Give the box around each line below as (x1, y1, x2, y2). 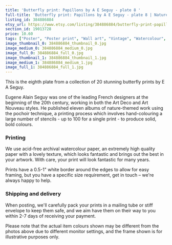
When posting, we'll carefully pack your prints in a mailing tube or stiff (5, 202, 153, 208)
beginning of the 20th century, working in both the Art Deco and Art (5, 99, 148, 106)
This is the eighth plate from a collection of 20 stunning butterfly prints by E (5, 79, 165, 85)
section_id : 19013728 (5, 27, 52, 32)
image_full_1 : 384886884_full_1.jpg (5, 65, 83, 70)
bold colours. (5, 121, 33, 128)
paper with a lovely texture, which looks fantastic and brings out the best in (5, 151, 164, 157)
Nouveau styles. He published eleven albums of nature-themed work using (5, 105, 164, 111)
